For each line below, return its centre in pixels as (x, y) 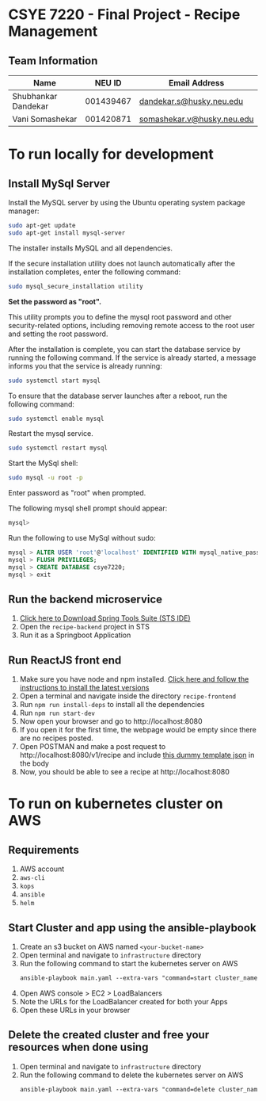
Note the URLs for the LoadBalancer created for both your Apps (123, 1001)
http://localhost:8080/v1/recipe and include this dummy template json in (137, 755)
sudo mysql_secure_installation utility (76, 286)
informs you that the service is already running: (85, 365)
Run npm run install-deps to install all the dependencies (112, 705)
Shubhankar (35, 96)
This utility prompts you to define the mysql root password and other (120, 317)
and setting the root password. (58, 334)
